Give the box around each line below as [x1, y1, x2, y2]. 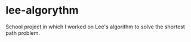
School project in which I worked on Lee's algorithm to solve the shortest [5, 23, 186, 30]
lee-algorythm [5, 4, 79, 17]
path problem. [5, 29, 40, 36]
